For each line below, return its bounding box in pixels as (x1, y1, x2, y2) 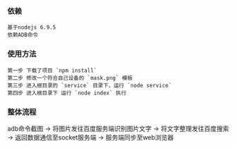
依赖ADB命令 (7, 32, 39, 39)
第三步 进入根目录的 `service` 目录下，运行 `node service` (7, 82, 172, 89)
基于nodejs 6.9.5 (7, 24, 57, 31)
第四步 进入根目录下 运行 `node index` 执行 (7, 90, 127, 97)
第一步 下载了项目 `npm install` (7, 67, 98, 74)
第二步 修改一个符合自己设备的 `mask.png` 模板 (7, 74, 133, 82)
